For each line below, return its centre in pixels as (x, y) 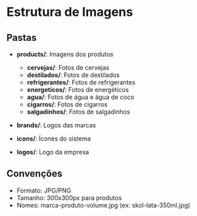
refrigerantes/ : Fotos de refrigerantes (81, 82)
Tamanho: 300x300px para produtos (69, 197)
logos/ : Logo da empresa (53, 152)
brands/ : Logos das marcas (56, 125)
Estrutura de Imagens (70, 12)
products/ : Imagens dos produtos (65, 54)
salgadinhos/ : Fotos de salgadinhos (78, 112)
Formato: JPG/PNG (44, 190)
